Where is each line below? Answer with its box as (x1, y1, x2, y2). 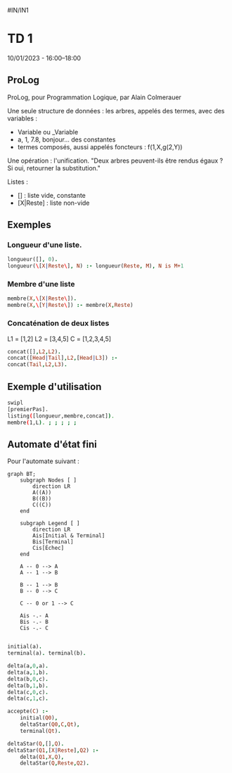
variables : (7, 114, 37, 122)
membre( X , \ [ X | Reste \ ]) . (7, 295, 77, 302)
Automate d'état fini (7, 438, 97, 450)
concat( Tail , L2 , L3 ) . (7, 361, 68, 368)
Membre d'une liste (7, 279, 75, 289)
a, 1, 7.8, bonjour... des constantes (17, 135, 116, 144)
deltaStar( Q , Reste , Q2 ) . (20, 760, 90, 767)
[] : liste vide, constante (17, 191, 86, 199)
